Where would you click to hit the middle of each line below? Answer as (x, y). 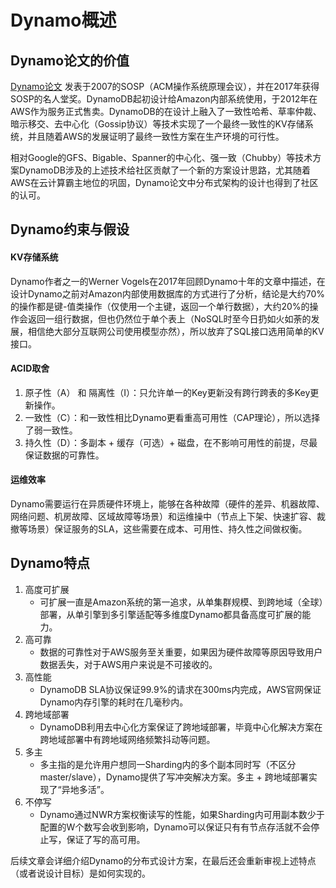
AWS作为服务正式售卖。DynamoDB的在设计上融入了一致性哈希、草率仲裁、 (166, 111)
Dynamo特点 (50, 563)
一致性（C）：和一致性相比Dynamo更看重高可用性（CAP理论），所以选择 (172, 417)
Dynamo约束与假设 (70, 229)
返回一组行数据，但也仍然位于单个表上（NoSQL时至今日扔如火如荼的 (169, 318)
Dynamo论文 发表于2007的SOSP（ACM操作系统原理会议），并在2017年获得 (165, 86)
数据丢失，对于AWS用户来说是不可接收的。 (128, 664)
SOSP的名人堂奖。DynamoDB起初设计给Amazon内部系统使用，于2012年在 (164, 99)
